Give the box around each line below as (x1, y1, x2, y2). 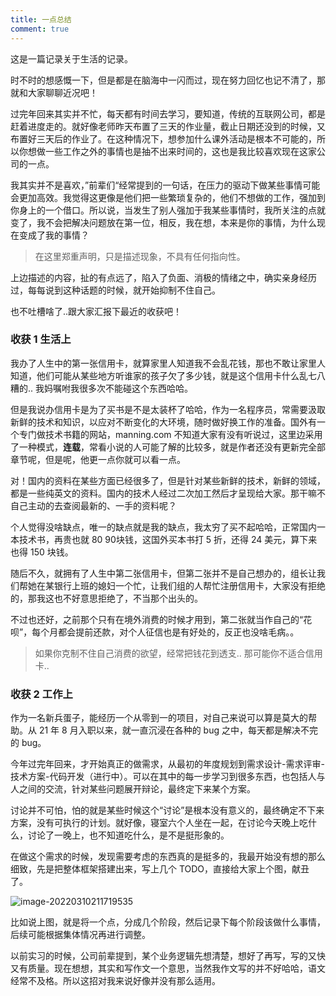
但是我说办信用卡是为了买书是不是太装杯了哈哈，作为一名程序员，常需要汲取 (10, 403, 326, 415)
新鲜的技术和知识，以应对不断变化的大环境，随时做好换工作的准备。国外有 (10, 416, 317, 428)
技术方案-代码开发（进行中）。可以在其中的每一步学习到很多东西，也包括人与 (10, 771, 326, 783)
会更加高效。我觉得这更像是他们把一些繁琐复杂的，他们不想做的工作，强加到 (10, 191, 326, 203)
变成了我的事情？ (18, 229, 90, 241)
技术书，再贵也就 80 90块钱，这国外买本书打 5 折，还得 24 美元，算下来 (18, 533, 318, 545)
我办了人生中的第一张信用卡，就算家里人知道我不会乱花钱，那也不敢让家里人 (10, 357, 326, 369)
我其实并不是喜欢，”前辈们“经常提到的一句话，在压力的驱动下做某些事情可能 (10, 179, 321, 191)
